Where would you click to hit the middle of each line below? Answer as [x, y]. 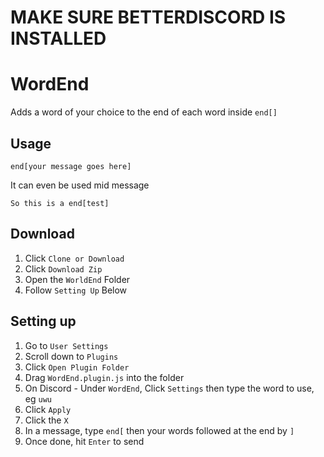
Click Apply [48, 409]
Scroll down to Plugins [71, 356]
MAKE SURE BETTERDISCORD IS [148, 17]
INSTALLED [58, 38]
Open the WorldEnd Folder [77, 279]
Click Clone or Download [74, 258]
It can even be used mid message [80, 185]
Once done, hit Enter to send [84, 441]
